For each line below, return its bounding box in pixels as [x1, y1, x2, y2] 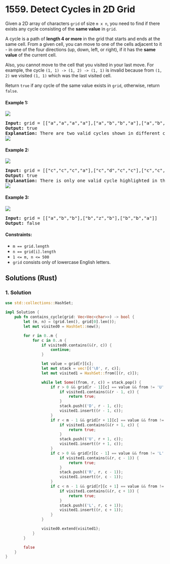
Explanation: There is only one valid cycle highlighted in [5, 178, 158, 184]
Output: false [5, 220, 40, 226]
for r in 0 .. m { [23, 333, 58, 338]
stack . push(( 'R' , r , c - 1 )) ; [59, 469, 123, 475]
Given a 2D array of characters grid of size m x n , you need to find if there [5, 20, 160, 26]
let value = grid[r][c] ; [41, 361, 94, 367]
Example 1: [5, 99, 29, 105]
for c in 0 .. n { [32, 338, 67, 343]
